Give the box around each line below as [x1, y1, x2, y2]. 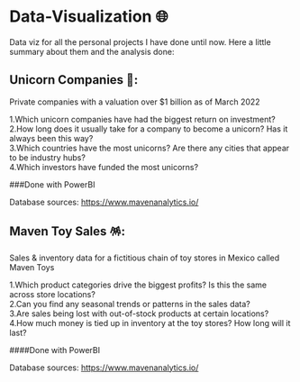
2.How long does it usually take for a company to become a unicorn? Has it [9, 123, 288, 134]
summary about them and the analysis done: [9, 46, 175, 57]
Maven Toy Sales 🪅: [9, 223, 126, 240]
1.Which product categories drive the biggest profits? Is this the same [9, 279, 268, 290]
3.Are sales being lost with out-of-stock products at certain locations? [9, 308, 269, 319]
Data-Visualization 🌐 [9, 6, 168, 27]
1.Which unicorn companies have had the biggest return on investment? [9, 114, 277, 124]
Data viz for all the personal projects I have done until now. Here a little [9, 36, 272, 47]
